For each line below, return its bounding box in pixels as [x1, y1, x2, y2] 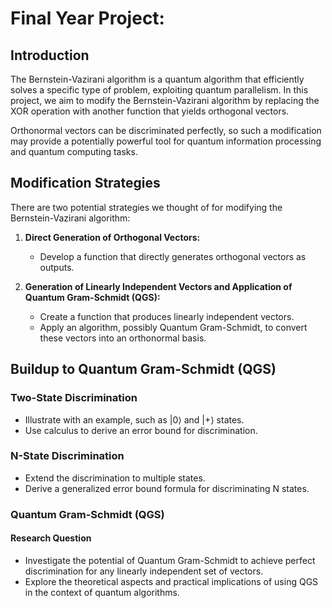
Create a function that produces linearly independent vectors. [39, 310, 295, 322]
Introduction [10, 47, 90, 64]
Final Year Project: [10, 7, 165, 30]
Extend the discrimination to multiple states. [24, 472, 206, 484]
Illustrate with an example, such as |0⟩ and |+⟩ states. [24, 413, 245, 426]
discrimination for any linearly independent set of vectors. [24, 565, 264, 577]
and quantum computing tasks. [10, 146, 138, 157]
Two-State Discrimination [10, 391, 138, 405]
